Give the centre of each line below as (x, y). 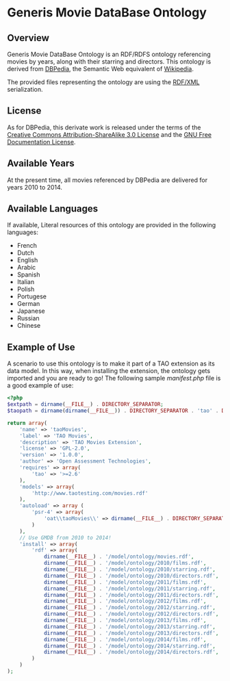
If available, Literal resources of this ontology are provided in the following (112, 225)
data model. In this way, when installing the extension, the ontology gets (109, 371)
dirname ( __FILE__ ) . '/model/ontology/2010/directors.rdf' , (131, 576)
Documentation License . (41, 142)
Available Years (41, 163)
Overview (28, 38)
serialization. (25, 89)
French (27, 246)
